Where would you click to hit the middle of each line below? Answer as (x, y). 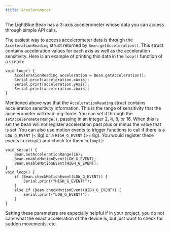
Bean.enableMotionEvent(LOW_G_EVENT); (55, 159)
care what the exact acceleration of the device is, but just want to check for (84, 218)
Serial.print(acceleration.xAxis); (52, 80)
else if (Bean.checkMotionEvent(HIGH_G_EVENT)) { (68, 190)
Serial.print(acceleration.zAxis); (52, 89)
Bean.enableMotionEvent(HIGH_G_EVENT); (57, 163)
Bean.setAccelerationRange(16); (48, 154)
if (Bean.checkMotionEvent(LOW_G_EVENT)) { (61, 176)
